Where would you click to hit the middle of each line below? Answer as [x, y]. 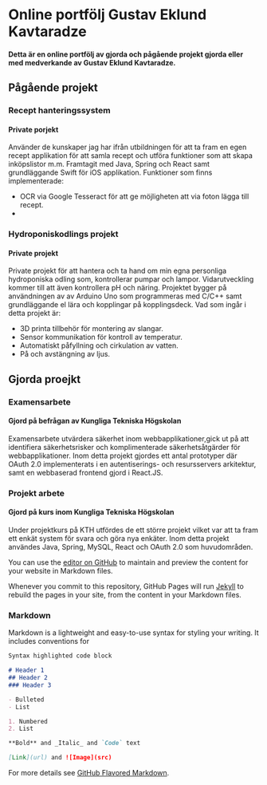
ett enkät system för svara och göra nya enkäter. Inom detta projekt [119, 538]
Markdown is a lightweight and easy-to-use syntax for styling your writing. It [133, 633]
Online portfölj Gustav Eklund [108, 15]
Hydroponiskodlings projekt [63, 235]
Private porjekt [33, 129]
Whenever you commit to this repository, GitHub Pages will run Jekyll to [126, 586]
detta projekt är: [35, 314]
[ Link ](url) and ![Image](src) [60, 758]
